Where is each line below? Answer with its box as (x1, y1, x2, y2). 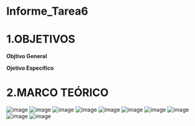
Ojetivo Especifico (6, 64, 54, 72)
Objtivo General (6, 53, 47, 60)
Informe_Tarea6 (6, 4, 89, 18)
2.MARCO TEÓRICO (6, 86, 109, 100)
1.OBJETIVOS (6, 32, 75, 46)
